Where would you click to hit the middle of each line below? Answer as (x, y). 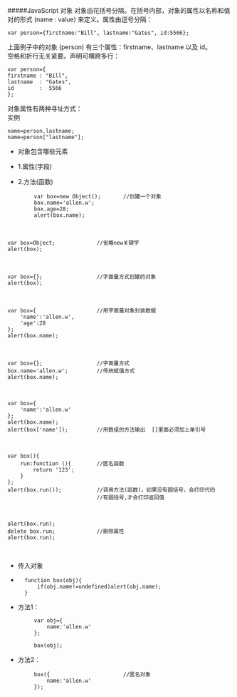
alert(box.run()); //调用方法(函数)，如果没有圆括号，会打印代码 (111, 490)
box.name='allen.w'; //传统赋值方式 (71, 371)
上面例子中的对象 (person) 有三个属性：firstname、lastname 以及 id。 (110, 47)
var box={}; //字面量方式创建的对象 (82, 277)
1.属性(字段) (35, 167)
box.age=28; (52, 209)
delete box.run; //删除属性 (66, 531)
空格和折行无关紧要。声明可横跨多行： (63, 56)
